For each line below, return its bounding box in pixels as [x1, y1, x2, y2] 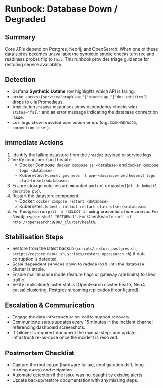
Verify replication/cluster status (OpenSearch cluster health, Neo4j [12, 282, 146, 288]
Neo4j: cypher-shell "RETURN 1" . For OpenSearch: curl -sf [12, 213, 132, 219]
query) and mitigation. [29, 367, 73, 373]
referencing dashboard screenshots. [12, 324, 86, 330]
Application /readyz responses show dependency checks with [12, 104, 137, 110]
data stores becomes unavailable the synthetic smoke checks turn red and [5, 51, 155, 57]
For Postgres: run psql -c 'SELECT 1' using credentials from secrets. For [12, 208, 159, 214]
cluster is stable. [12, 266, 45, 272]
